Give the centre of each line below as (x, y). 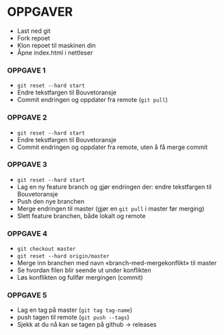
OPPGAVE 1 (26, 70)
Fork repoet (33, 38)
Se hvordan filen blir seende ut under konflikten (84, 270)
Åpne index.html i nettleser (55, 53)
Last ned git (34, 31)
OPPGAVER (40, 12)
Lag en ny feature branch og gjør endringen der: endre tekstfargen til (114, 187)
